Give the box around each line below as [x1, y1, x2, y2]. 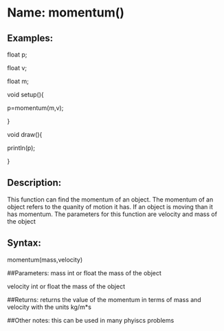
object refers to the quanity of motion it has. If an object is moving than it [7, 202, 213, 211]
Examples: [7, 32, 54, 44]
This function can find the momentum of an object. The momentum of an [7, 195, 214, 204]
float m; [7, 77, 29, 85]
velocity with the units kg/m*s [7, 303, 91, 311]
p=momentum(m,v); [7, 104, 64, 111]
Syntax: [7, 237, 41, 249]
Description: [7, 177, 62, 189]
